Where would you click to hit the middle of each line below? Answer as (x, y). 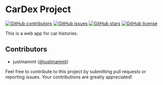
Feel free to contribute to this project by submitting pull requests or (76, 71)
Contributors (26, 49)
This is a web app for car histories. (42, 33)
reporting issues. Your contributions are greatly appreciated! (69, 77)
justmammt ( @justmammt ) (41, 62)
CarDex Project (38, 9)
